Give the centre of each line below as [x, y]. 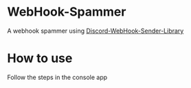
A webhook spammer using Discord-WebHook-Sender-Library [95, 31]
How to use [40, 58]
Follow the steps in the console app [57, 77]
